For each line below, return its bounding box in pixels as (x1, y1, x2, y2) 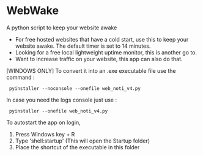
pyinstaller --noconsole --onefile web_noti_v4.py (9, 85, 141, 92)
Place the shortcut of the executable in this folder (15, 143, 140, 150)
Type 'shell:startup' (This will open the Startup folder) (15, 137, 150, 144)
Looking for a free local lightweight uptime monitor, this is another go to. (15, 48, 197, 56)
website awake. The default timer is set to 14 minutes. (15, 42, 151, 50)
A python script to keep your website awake (6, 24, 117, 31)
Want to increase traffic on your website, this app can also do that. (15, 55, 183, 62)
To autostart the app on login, (6, 119, 81, 126)
